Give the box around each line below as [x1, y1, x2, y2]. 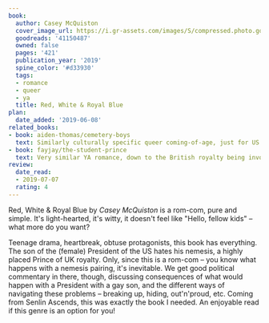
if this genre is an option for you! [8, 305, 116, 315]
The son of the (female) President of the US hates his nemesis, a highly [8, 246, 243, 256]
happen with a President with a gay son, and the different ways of [8, 280, 226, 289]
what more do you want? [8, 222, 90, 232]
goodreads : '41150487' [15, 34, 91, 42]
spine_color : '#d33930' [15, 64, 94, 72]
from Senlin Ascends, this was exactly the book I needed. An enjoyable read [8, 297, 259, 307]
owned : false [15, 42, 59, 50]
